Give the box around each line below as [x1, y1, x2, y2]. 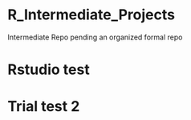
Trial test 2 [7, 97, 80, 116]
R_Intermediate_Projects [7, 6, 176, 24]
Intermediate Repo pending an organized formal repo [7, 32, 183, 42]
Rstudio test [7, 60, 90, 79]
